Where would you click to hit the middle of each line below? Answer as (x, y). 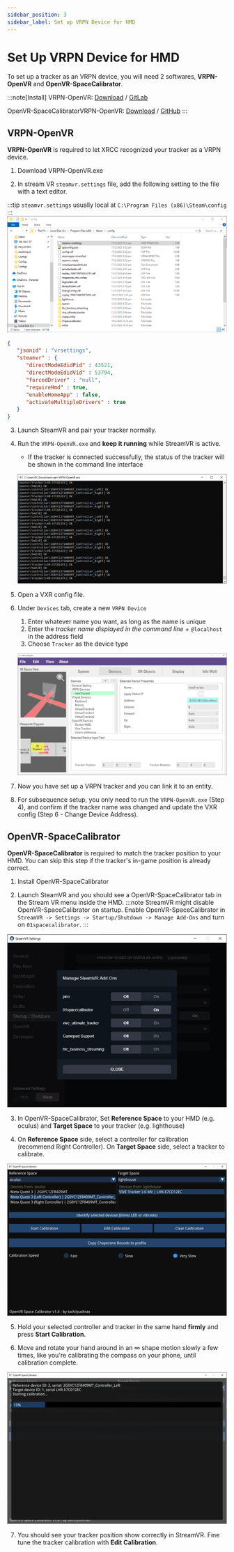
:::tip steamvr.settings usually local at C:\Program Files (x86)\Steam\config (117, 205)
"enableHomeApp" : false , (63, 395)
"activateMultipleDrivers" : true (76, 402)
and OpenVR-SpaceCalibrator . (78, 84)
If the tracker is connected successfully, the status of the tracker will (126, 457)
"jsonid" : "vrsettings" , (54, 351)
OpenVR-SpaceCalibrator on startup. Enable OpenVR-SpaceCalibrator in (121, 910)
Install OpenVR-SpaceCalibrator (63, 882)
